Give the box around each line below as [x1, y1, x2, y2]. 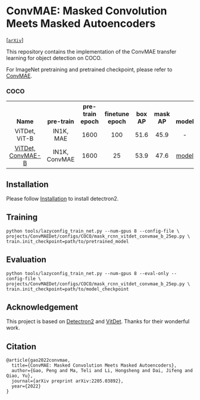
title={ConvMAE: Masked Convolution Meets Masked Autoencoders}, [11, 362, 177, 368]
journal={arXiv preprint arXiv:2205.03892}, [11, 378, 124, 385]
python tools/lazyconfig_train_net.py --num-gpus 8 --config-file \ [6, 228, 180, 234]
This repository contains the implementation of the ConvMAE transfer [6, 48, 177, 55]
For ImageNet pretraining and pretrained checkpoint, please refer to [6, 65, 173, 73]
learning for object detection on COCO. [6, 54, 102, 61]
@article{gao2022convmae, [6, 357, 70, 364]
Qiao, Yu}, [6, 373, 33, 379]
